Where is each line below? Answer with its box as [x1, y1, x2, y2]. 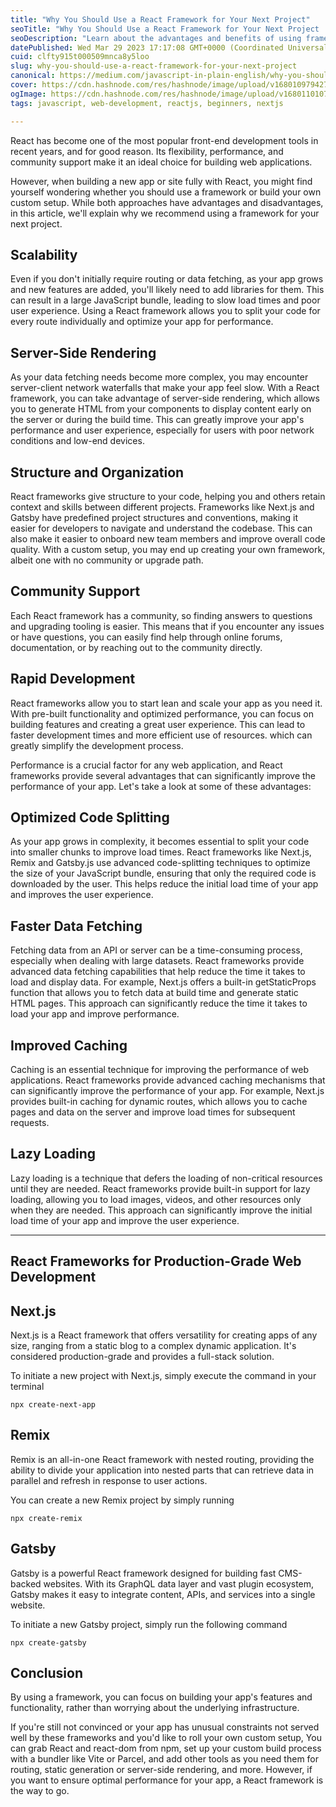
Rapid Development [10, 671, 136, 688]
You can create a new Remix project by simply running [10, 1494, 235, 1506]
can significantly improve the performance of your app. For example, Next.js [10, 1085, 325, 1096]
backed [10, 1577, 42, 1590]
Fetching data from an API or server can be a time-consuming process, [10, 944, 303, 956]
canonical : [10, 71, 56, 81]
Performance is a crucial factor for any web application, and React [10, 759, 283, 771]
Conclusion [10, 1665, 84, 1682]
